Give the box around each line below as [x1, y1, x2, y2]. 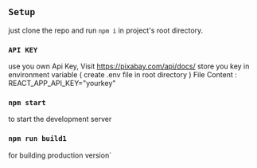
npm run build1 [8, 135, 68, 143]
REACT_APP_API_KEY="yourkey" [8, 79, 116, 88]
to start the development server [8, 115, 112, 124]
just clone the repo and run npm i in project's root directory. [8, 25, 204, 35]
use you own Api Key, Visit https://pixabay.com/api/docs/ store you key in [8, 61, 250, 71]
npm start [8, 99, 46, 107]
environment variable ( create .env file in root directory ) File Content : [8, 70, 237, 80]
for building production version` [8, 150, 112, 160]
